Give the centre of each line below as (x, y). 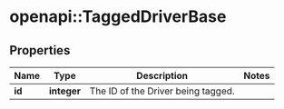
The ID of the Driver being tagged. (162, 91)
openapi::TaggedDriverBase (118, 17)
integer (65, 91)
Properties (40, 50)
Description (162, 76)
